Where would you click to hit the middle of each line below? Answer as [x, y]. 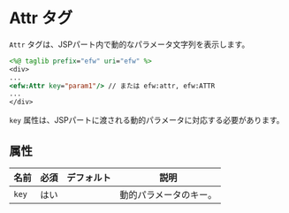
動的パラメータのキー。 [168, 195]
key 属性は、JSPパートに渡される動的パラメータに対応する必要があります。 [147, 120]
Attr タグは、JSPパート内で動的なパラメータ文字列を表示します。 [129, 44]
